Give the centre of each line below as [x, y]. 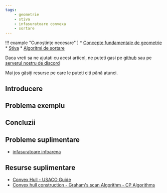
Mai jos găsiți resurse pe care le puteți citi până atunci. [61, 73]
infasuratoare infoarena [37, 152]
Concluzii [21, 123]
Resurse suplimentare [40, 168]
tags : [11, 10]
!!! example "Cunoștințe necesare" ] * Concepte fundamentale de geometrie [83, 43]
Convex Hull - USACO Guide [42, 179]
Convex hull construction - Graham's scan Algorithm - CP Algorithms [84, 185]
